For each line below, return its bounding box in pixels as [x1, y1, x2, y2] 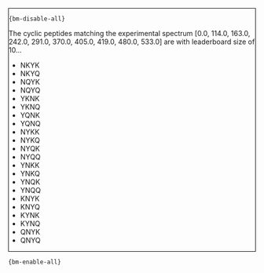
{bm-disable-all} [9, 15, 65, 23]
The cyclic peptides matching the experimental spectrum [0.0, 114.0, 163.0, [9, 29, 251, 38]
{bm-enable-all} [8, 258, 61, 266]
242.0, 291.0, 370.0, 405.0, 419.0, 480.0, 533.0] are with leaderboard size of [9, 37, 255, 46]
